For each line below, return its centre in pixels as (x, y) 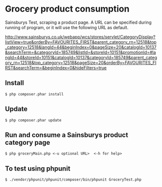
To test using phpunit (38, 168)
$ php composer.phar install (34, 94)
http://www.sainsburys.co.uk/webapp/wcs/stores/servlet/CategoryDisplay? (80, 37)
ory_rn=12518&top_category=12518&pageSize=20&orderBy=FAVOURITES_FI (81, 62)
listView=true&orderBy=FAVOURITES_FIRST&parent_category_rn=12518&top (81, 42)
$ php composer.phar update (33, 120)
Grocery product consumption (67, 9)
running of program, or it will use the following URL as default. (67, 27)
